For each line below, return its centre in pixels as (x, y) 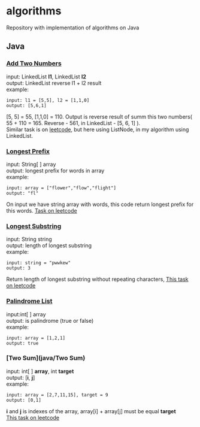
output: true (22, 343)
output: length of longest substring (49, 246)
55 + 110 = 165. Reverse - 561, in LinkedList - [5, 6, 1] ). (73, 123)
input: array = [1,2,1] (36, 338)
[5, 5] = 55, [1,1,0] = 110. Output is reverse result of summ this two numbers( (99, 116)
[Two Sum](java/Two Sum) (46, 358)
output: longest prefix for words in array (55, 170)
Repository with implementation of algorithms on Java (73, 28)
